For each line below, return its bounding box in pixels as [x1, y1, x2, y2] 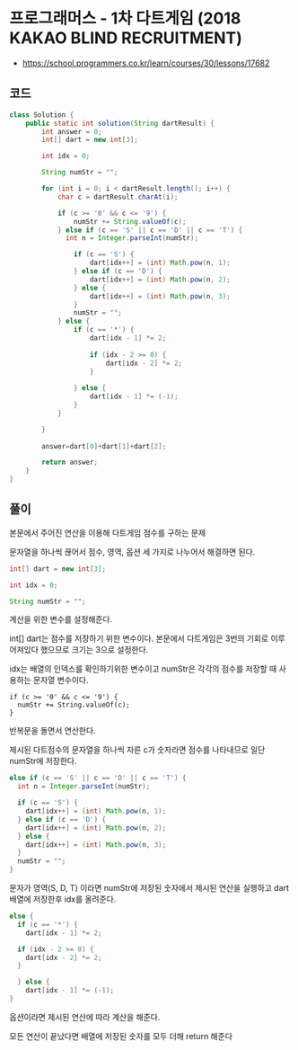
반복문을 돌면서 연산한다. [9, 725, 96, 736]
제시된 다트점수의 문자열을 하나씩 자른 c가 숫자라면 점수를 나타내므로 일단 [9, 744, 266, 755]
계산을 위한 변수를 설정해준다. [9, 614, 113, 625]
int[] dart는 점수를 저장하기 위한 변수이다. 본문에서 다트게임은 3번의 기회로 [9, 633, 269, 644]
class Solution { [9, 110, 74, 120]
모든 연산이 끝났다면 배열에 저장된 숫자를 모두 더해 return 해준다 [9, 1030, 233, 1041]
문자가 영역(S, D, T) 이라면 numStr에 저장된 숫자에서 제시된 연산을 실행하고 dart [9, 883, 290, 894]
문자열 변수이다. [32, 675, 89, 686]
